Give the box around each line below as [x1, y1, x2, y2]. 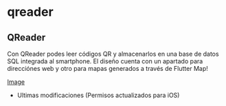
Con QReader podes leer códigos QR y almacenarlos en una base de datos [7, 50, 219, 58]
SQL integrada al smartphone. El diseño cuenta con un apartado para [7, 57, 203, 65]
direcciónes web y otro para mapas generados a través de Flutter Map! [7, 65, 208, 72]
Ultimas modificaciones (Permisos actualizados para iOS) [16, 91, 180, 99]
